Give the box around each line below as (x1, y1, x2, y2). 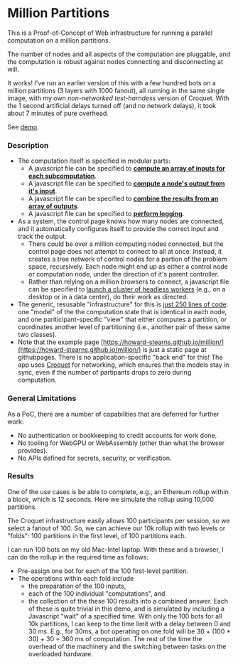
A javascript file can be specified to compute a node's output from (28, 179, 225, 188)
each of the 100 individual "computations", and (28, 589, 166, 598)
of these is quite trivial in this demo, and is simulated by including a (28, 604, 225, 613)
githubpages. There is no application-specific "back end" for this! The (17, 353, 223, 362)
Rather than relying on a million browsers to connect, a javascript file (28, 277, 229, 286)
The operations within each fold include (17, 574, 134, 582)
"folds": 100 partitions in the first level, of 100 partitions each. (7, 531, 187, 540)
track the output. (17, 232, 67, 241)
